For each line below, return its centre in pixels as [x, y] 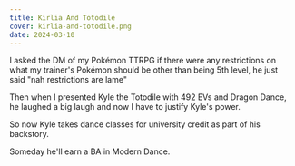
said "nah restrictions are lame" [68, 80]
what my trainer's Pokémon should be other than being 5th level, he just [144, 70]
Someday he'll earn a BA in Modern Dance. [90, 151]
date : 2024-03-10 [42, 34]
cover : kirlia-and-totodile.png [70, 26]
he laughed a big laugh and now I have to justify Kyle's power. [125, 107]
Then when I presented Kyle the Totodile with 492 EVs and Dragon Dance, [148, 97]
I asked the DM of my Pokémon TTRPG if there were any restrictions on [143, 61]
